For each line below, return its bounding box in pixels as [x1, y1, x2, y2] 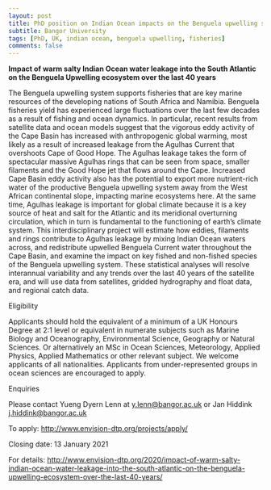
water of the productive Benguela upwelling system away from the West [8, 182, 248, 192]
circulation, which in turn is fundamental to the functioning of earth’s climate [8, 217, 261, 227]
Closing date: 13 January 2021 [8, 439, 109, 449]
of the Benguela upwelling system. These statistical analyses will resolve [8, 260, 250, 270]
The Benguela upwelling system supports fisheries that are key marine [8, 88, 243, 98]
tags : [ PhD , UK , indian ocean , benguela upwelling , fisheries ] [8, 34, 226, 43]
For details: [8, 455, 46, 465]
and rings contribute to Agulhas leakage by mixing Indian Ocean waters [8, 234, 246, 244]
